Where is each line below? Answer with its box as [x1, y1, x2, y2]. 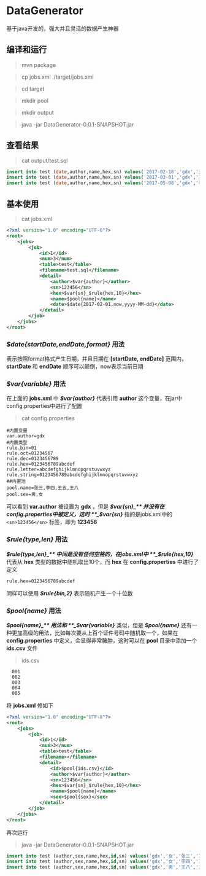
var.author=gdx [6, 433, 45, 439]
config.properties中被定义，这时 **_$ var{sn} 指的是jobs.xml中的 [6, 510, 173, 518]
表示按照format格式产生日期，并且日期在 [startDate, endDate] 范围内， [6, 355, 187, 362]
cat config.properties [21, 415, 75, 422]
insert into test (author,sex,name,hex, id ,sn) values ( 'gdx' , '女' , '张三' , [6, 853, 196, 859]
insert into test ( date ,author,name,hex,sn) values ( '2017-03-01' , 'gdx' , [6, 174, 196, 181]
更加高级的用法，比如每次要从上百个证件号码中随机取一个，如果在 [11, 629, 178, 636]
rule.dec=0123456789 [6, 456, 59, 462]
